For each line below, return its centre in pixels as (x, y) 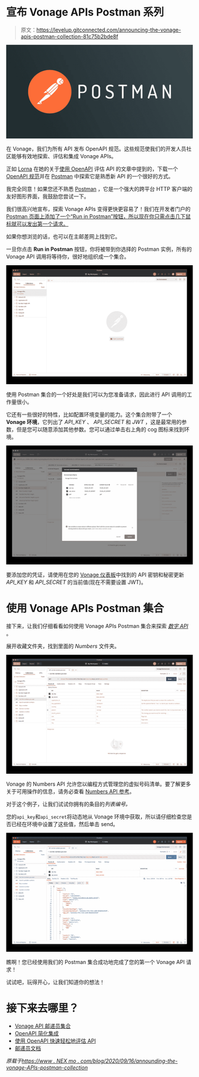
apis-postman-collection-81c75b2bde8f (69, 36)
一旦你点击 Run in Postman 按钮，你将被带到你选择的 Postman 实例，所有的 (99, 249)
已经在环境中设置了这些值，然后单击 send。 (65, 824)
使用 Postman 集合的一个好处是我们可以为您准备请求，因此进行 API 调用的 (97, 394)
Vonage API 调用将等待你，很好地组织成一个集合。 (68, 256)
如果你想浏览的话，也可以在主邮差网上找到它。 (63, 236)
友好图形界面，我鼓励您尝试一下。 (48, 196)
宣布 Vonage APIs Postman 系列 (85, 12)
